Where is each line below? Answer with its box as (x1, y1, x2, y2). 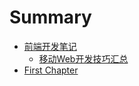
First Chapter (23, 64, 79, 76)
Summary (9, 6, 92, 29)
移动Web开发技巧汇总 (38, 52, 129, 65)
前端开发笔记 (23, 40, 77, 52)
